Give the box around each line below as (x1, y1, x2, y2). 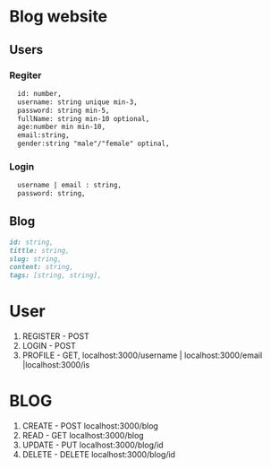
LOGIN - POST (21, 341, 76, 352)
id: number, (17, 89, 63, 98)
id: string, (9, 238, 54, 247)
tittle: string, (9, 246, 70, 255)
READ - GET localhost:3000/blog (21, 430, 145, 441)
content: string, (9, 263, 74, 272)
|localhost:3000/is (21, 360, 90, 370)
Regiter (9, 69, 42, 82)
